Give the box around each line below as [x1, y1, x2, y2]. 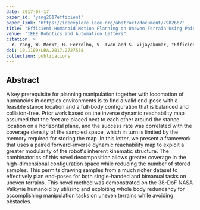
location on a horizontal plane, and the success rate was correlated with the [6, 123, 192, 130]
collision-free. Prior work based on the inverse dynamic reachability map [6, 109, 185, 117]
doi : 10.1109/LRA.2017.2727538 [6, 48, 84, 54]
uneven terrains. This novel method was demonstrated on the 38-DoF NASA [6, 179, 193, 186]
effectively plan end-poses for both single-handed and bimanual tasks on [6, 173, 186, 180]
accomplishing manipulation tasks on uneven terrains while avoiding [6, 192, 174, 199]
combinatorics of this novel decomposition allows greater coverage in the [6, 154, 186, 161]
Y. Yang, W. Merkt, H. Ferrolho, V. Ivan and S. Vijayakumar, [11, 42, 169, 48]
